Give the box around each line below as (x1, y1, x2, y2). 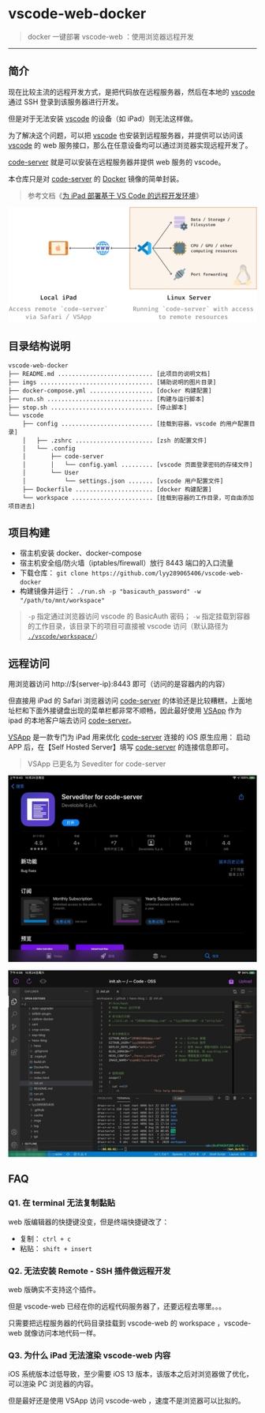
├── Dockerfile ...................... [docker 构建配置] (22, 486, 212, 494)
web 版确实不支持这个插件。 (8, 1284, 100, 1294)
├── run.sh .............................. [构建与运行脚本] (8, 396, 205, 404)
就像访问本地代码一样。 (23, 1328, 100, 1337)
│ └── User (22, 469, 80, 477)
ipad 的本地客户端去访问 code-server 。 (8, 716, 136, 725)
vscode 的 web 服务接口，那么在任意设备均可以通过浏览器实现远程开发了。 (8, 140, 252, 150)
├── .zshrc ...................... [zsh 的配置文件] (36, 437, 207, 445)
